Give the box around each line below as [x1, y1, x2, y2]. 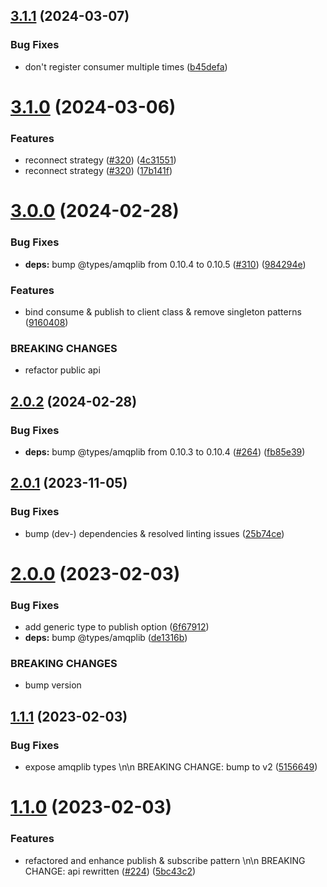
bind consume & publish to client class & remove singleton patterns [24, 305, 302, 318]
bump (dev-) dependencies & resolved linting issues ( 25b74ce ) [24, 527, 285, 539]
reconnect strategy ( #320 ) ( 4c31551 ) [24, 154, 177, 166]
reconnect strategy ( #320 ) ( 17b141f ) [24, 165, 173, 177]
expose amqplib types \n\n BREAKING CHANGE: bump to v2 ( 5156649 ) [24, 761, 318, 773]
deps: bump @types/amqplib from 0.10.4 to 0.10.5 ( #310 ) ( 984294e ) [24, 258, 307, 270]
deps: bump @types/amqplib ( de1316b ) [24, 632, 188, 644]
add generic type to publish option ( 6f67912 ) [24, 621, 210, 633]
